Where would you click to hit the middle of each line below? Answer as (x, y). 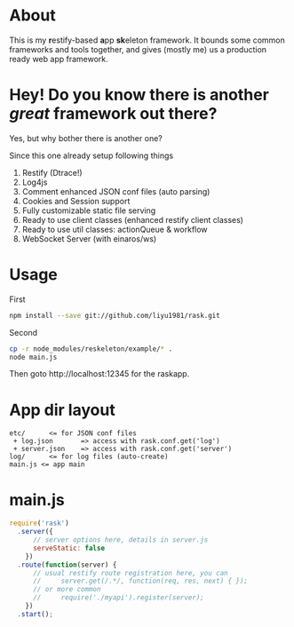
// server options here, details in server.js (120, 540)
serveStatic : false (68, 548)
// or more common (67, 590)
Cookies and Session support (76, 201)
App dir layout (62, 410)
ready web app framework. (59, 59)
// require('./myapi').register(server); (118, 598)
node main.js (33, 357)
